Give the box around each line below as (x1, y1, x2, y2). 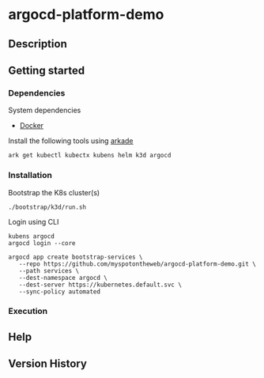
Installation (8, 170, 53, 181)
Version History (8, 357, 87, 371)
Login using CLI (8, 217, 59, 226)
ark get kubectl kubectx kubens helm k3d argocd (8, 152, 172, 160)
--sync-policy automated (18, 287, 101, 296)
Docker (19, 121, 44, 130)
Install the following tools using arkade (8, 136, 134, 146)
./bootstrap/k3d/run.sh (8, 203, 87, 211)
